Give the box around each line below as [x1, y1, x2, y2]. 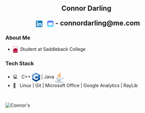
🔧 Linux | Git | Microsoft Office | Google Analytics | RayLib [12, 82, 138, 88]
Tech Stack [5, 60, 34, 67]
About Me [5, 34, 31, 42]
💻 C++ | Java [12, 73, 55, 80]
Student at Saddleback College [20, 46, 86, 52]
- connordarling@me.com [55, 19, 140, 28]
